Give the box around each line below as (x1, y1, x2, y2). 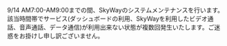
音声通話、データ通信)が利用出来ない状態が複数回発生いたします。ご (19, 23, 215, 31)
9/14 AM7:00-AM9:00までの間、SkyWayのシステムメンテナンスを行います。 (7, 6, 224, 14)
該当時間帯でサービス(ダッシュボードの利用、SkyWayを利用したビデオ (7, 14, 208, 23)
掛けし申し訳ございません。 (25, 32, 104, 40)
